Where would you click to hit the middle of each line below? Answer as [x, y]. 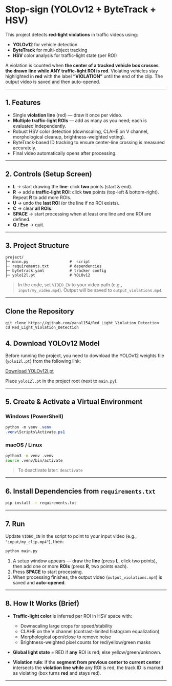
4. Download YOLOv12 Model [52, 343]
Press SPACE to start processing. [48, 572]
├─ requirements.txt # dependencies [53, 266]
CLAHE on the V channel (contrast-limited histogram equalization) [90, 631]
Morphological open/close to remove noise [66, 637]
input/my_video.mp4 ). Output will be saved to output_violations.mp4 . [90, 290]
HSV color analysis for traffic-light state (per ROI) [65, 55]
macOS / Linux [24, 445]
